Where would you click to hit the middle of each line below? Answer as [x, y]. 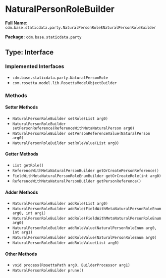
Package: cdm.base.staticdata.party [43, 37]
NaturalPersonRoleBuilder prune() [48, 271]
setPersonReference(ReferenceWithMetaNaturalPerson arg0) [73, 128]
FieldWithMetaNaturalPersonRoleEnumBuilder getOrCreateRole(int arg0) [87, 176]
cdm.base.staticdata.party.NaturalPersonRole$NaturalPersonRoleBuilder [81, 28]
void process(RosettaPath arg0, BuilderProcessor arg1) [71, 265]
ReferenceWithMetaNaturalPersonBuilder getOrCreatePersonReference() [86, 170]
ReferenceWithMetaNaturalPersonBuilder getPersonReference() [77, 181]
